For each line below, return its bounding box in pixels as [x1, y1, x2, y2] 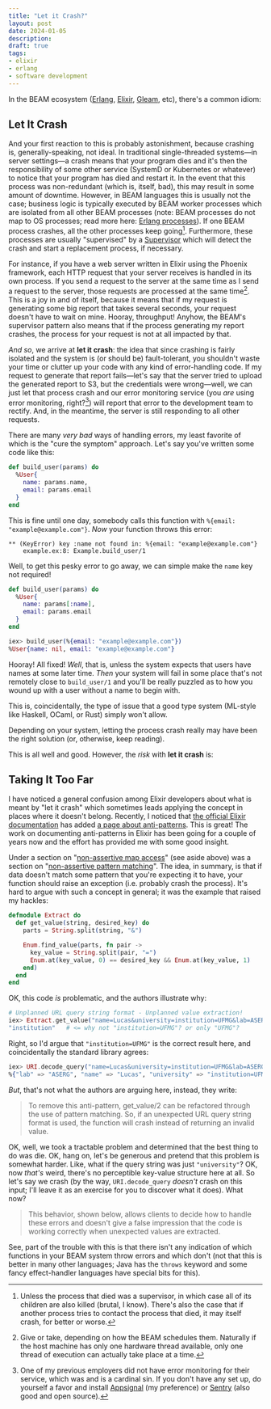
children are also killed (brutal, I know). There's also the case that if [19, 1299, 244, 1310]
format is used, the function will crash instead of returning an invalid [27, 1117, 255, 1128]
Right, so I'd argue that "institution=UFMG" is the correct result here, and [8, 1038, 252, 1048]
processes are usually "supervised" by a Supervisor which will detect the [8, 235, 252, 245]
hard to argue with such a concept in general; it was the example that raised [8, 887, 261, 897]
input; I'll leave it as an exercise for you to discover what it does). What [8, 1185, 244, 1195]
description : [8, 34, 52, 43]
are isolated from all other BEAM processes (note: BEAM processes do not [8, 208, 256, 217]
